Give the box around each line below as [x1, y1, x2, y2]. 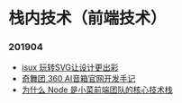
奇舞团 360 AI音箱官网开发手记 [21, 73, 136, 84]
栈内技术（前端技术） [8, 8, 168, 29]
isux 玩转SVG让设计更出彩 [21, 62, 119, 73]
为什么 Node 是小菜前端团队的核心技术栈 [21, 84, 173, 95]
